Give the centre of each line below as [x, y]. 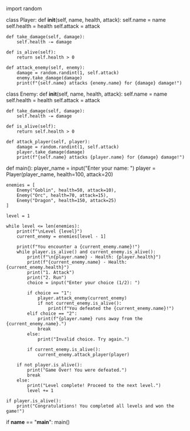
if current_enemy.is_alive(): [64, 349]
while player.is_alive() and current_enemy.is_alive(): [86, 252]
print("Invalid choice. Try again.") [84, 339]
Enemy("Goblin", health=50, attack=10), [67, 190]
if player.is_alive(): [34, 401]
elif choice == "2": [52, 314]
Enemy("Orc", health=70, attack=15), [63, 196]
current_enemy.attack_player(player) [84, 355]
